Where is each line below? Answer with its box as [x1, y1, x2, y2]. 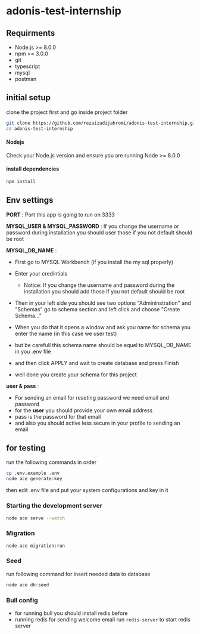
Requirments [6, 28, 55, 38]
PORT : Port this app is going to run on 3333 [6, 211, 115, 218]
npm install [6, 178, 36, 184]
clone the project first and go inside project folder [6, 109, 128, 116]
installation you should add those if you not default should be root [23, 287, 185, 295]
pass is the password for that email [14, 413, 101, 420]
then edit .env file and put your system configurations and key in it [6, 487, 168, 494]
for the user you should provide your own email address [14, 407, 153, 414]
